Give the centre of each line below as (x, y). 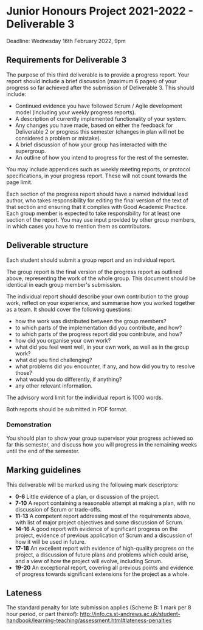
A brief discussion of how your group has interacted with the (91, 145)
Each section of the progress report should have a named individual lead (97, 194)
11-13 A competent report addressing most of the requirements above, (103, 516)
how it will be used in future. (50, 541)
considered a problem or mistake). (58, 138)
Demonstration (29, 425)
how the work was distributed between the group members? (91, 321)
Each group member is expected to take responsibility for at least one (93, 213)
